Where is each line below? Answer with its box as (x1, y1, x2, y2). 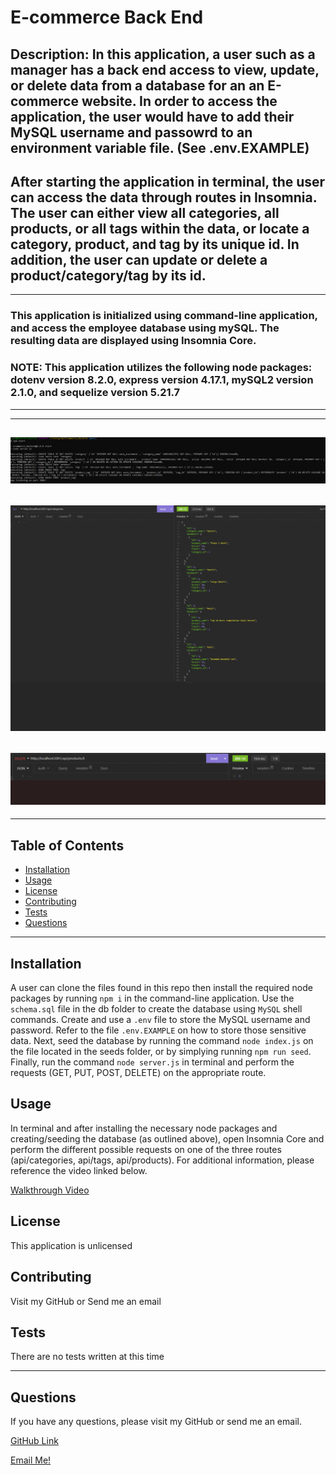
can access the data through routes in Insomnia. (10, 189, 318, 206)
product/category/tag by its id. (10, 267, 207, 284)
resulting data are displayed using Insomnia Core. (10, 334, 257, 348)
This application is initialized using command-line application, (10, 309, 318, 323)
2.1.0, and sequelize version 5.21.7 (10, 386, 181, 400)
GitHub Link (10, 1435, 59, 1447)
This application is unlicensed (10, 1239, 133, 1251)
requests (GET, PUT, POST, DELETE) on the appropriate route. (10, 1067, 267, 1079)
